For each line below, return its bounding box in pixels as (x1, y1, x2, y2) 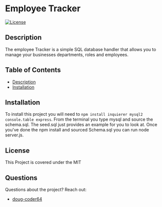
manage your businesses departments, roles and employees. (5, 52, 129, 57)
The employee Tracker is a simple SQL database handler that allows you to (5, 46, 156, 52)
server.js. (5, 132, 24, 138)
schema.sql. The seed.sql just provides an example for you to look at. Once (5, 122, 158, 128)
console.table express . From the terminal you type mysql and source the (5, 116, 153, 123)
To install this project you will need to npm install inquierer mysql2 (5, 111, 143, 117)
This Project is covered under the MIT (5, 159, 81, 165)
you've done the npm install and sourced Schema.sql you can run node (5, 127, 149, 133)
